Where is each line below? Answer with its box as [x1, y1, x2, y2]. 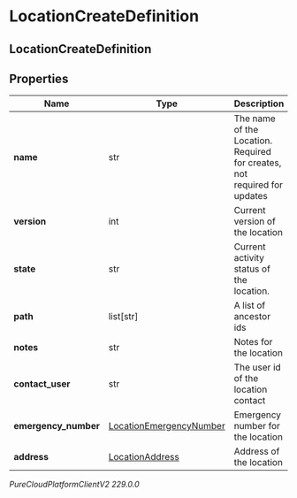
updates [233, 190, 268, 203]
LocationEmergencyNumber [108, 420, 225, 433]
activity [233, 252, 265, 264]
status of [233, 263, 271, 275]
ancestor [233, 310, 271, 323]
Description [233, 97, 285, 110]
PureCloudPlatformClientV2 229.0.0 [9, 479, 140, 490]
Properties [9, 71, 69, 86]
